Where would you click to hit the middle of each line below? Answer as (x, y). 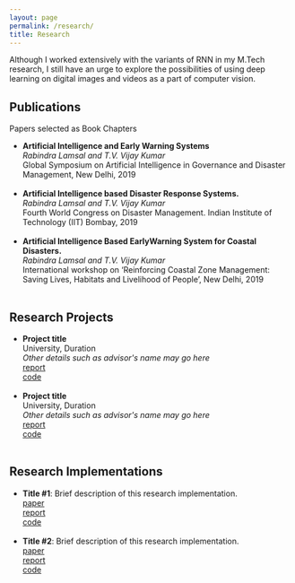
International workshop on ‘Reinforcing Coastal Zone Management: (146, 270)
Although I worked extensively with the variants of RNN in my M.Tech (137, 60)
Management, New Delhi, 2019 (79, 175)
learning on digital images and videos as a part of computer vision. (132, 79)
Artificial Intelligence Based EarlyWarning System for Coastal (139, 241)
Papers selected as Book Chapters (73, 129)
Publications (45, 107)
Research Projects (61, 317)
